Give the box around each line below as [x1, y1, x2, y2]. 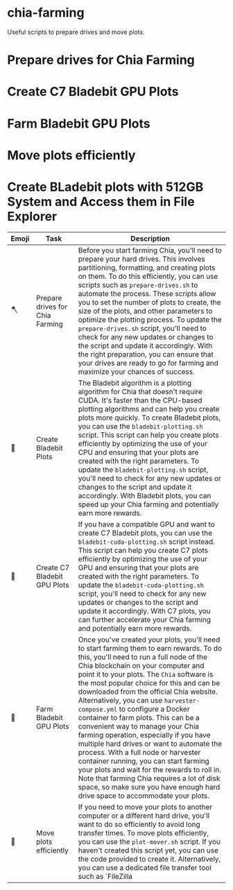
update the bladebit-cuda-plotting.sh [78, 580, 205, 590]
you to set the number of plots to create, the [78, 297, 221, 307]
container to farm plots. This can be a [78, 712, 200, 722]
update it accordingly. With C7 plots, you [78, 606, 211, 615]
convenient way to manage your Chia [78, 721, 200, 731]
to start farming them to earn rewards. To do [78, 643, 223, 653]
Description [130, 234, 171, 243]
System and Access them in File [7, 194, 196, 209]
